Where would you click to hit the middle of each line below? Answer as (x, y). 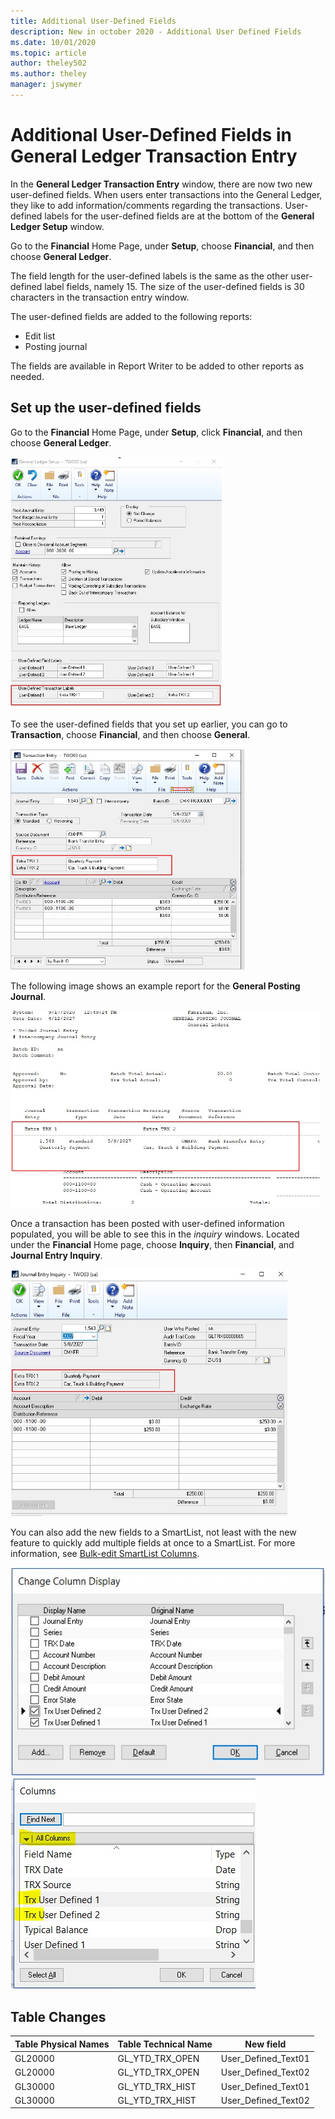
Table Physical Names (62, 2044)
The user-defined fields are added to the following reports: (131, 316)
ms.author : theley (48, 74)
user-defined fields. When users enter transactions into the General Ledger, (166, 194)
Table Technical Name (165, 2044)
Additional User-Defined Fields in (151, 135)
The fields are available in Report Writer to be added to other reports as (157, 366)
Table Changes (58, 2017)
